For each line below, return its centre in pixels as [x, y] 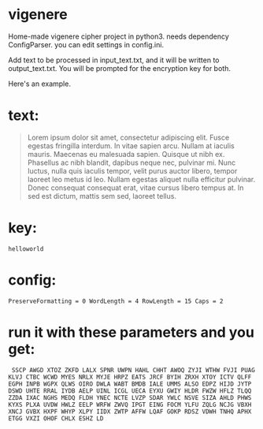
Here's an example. [39, 84]
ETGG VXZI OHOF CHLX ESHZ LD [56, 418]
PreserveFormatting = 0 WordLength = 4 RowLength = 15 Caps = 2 [116, 301]
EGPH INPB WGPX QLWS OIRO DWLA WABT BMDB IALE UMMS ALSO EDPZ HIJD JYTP [130, 384]
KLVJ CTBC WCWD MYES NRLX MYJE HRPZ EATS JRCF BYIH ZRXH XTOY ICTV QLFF [130, 377]
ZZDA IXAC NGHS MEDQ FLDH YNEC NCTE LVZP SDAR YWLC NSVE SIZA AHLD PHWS [130, 397]
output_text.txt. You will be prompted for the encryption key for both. [119, 68]
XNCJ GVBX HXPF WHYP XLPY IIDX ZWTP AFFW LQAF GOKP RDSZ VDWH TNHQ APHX [130, 412]
